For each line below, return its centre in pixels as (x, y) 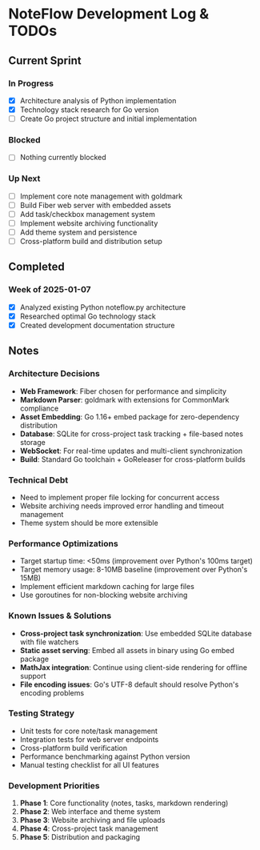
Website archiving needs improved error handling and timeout (122, 506)
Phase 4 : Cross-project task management (89, 828)
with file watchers (49, 642)
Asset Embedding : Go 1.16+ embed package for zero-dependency (130, 416)
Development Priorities (54, 785)
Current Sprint (45, 60)
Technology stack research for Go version (89, 110)
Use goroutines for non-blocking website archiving (104, 595)
